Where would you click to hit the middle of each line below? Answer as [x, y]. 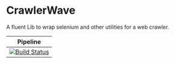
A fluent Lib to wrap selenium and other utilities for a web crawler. [88, 27]
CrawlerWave [41, 10]
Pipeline [29, 41]
